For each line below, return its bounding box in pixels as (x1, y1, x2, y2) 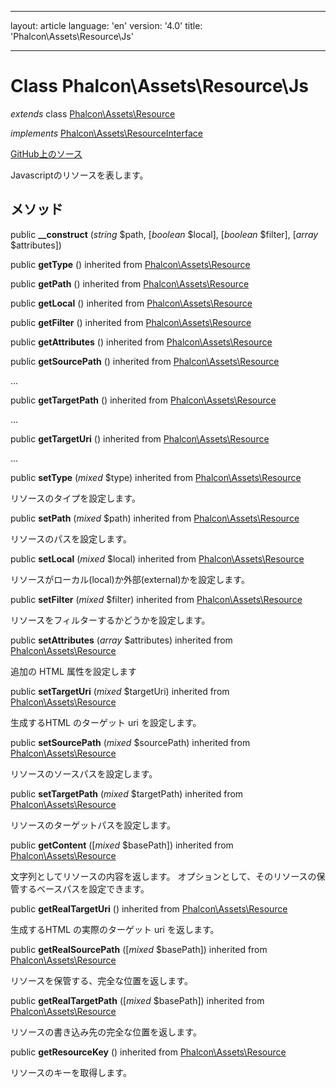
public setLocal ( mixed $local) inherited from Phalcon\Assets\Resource (10, 552, 305, 565)
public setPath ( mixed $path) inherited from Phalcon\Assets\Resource (10, 512, 300, 524)
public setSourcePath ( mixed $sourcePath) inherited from (10, 736, 251, 748)
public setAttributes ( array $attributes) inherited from (10, 634, 233, 646)
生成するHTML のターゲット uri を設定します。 (10, 716, 202, 728)
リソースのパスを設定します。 (10, 532, 132, 545)
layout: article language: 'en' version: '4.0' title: (10, 20, 203, 31)
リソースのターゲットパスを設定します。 (10, 819, 176, 831)
